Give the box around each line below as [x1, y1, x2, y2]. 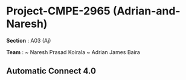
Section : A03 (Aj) [6, 37, 51, 44]
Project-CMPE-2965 [6, 4, 111, 18]
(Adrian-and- [112, 4, 181, 18]
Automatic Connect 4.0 [6, 66, 97, 76]
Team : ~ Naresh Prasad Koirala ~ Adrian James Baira [6, 48, 141, 55]
